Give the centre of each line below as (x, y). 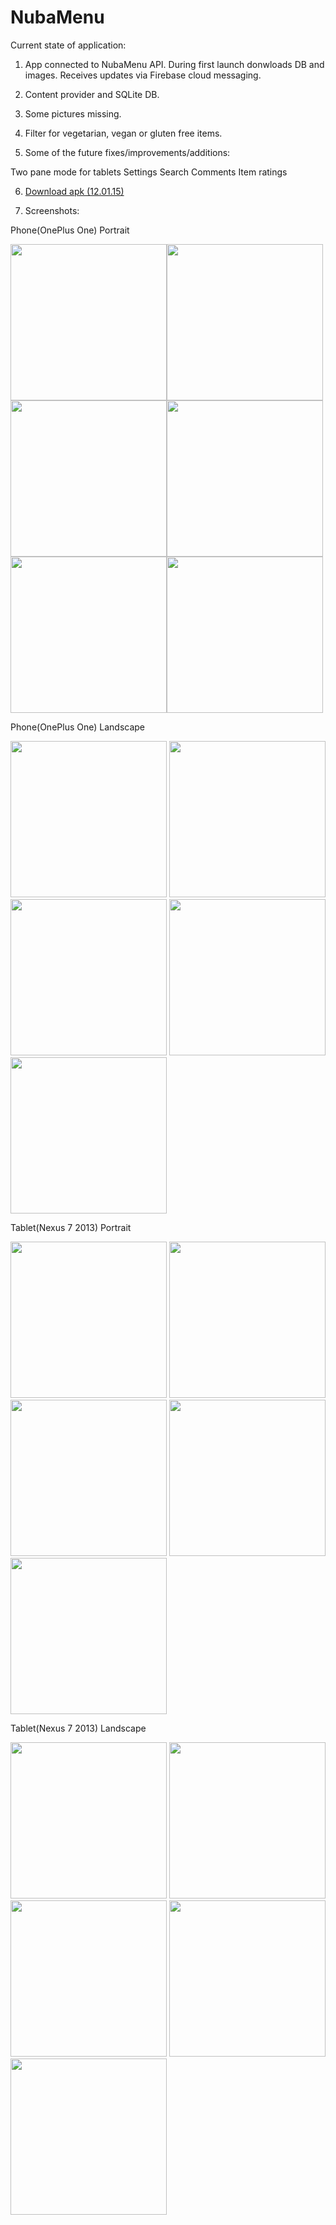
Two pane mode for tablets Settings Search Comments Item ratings (149, 172)
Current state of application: (68, 45)
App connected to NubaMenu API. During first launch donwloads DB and (174, 64)
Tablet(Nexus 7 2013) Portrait (71, 1227)
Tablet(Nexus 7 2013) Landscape (78, 1728)
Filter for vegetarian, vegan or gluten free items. (123, 133)
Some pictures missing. (73, 113)
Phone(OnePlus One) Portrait (70, 230)
